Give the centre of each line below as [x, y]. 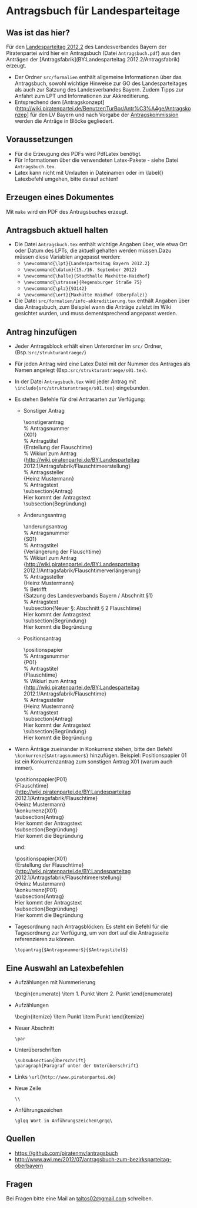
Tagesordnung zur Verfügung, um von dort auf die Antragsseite [92, 933]
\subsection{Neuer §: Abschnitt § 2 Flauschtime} [83, 608]
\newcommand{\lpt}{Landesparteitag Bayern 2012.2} [87, 264]
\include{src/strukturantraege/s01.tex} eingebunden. [82, 388]
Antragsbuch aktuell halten [57, 231]
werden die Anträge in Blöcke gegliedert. [64, 121]
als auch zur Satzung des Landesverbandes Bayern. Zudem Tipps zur [99, 89]
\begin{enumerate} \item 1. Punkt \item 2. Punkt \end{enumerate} [94, 994]
